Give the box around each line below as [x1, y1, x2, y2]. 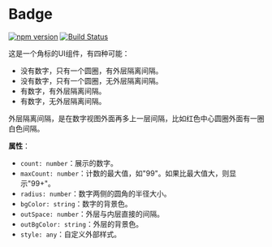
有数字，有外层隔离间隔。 [19, 86, 106, 96]
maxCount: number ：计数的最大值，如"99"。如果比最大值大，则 [19, 168, 230, 178]
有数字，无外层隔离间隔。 [19, 96, 106, 106]
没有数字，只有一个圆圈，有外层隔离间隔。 [19, 66, 163, 76]
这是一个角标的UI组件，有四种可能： [8, 48, 130, 58]
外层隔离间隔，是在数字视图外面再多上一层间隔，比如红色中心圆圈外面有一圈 [8, 113, 265, 123]
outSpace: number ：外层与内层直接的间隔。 [19, 209, 165, 219]
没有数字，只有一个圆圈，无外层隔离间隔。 [19, 76, 163, 85]
